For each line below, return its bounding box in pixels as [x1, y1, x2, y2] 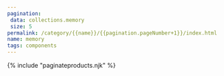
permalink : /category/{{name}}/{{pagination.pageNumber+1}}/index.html [7, 29, 217, 37]
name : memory [7, 36, 45, 43]
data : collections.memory [10, 17, 85, 23]
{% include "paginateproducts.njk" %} [7, 61, 116, 69]
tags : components [7, 42, 57, 49]
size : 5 [10, 23, 32, 30]
